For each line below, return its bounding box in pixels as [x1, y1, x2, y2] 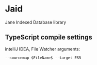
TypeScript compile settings [5, 33, 93, 41]
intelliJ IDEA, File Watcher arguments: [5, 46, 80, 52]
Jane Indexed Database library [5, 19, 66, 25]
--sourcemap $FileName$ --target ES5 [5, 55, 81, 60]
